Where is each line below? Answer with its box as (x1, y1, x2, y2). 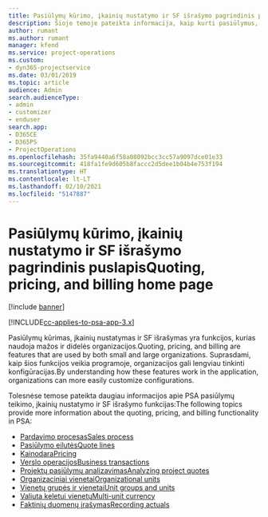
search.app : (8, 123, 48, 131)
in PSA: (8, 416, 33, 426)
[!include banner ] (8, 301, 65, 312)
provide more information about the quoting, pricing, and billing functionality (8, 408, 259, 417)
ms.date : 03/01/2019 (8, 71, 77, 79)
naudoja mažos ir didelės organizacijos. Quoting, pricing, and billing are (8, 341, 241, 351)
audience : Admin (8, 86, 62, 94)
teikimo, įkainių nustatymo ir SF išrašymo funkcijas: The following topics (8, 399, 243, 408)
